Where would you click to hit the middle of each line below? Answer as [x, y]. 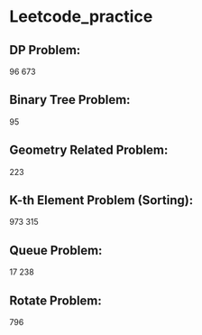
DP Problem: [45, 50]
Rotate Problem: [55, 300]
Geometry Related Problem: [89, 150]
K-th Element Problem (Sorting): [101, 200]
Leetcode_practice [81, 17]
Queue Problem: [56, 250]
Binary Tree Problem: [70, 100]
